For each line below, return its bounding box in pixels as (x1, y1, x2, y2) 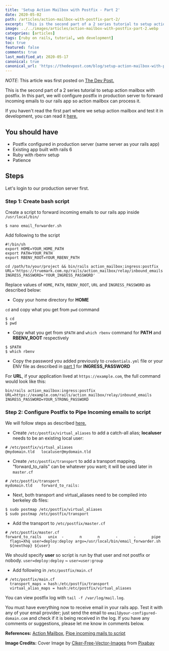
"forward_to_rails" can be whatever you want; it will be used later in (12, 463, 152, 469)
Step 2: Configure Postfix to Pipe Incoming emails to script (5, 408, 151, 416)
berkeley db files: (12, 497, 49, 503)
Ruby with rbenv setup (12, 152, 59, 158)
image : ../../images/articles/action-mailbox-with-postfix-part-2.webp (5, 26, 158, 31)
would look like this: (5, 379, 46, 385)
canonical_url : (5, 64, 37, 69)
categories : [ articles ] (5, 31, 55, 36)
